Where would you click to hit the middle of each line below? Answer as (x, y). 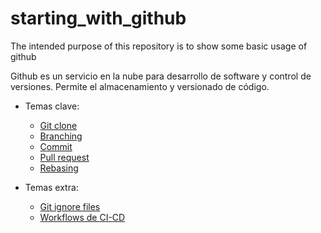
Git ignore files (70, 206)
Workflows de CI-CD (82, 217)
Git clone (58, 125)
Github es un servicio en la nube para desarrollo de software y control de (161, 76)
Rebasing (59, 168)
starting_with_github (98, 18)
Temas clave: (52, 106)
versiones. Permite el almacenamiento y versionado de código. (140, 86)
